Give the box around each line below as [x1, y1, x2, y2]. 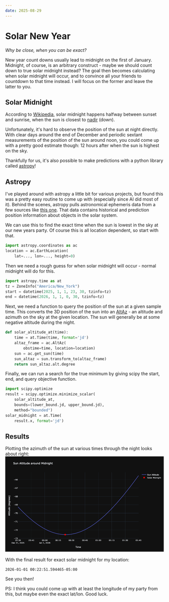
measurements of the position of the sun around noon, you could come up [5, 137, 159, 143]
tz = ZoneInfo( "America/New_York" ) [5, 284, 80, 289]
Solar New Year [5, 30, 71, 42]
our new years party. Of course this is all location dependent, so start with [5, 227, 159, 233]
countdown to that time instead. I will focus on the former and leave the [5, 78, 153, 84]
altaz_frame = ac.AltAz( [14, 340, 66, 346]
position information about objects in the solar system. [5, 212, 118, 218]
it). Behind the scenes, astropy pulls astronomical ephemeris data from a [5, 202, 156, 208]
